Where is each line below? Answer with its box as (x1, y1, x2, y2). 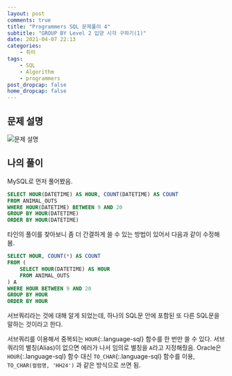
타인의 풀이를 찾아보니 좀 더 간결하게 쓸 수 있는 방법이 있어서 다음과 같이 (7, 230, 201, 238)
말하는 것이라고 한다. (7, 320, 63, 329)
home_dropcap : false (7, 88, 67, 95)
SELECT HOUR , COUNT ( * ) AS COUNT (7, 253, 101, 260)
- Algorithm (19, 68, 54, 75)
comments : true (7, 17, 51, 24)
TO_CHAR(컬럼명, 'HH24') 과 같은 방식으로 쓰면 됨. (7, 361, 141, 369)
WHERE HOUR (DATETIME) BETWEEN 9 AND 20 (7, 204, 123, 211)
